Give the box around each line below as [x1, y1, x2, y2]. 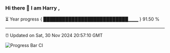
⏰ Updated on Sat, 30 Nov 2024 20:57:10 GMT [5, 32, 103, 38]
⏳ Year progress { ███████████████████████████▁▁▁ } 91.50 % [5, 16, 160, 22]
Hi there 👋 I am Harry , [5, 4, 60, 11]
